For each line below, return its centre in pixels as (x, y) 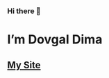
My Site (24, 65)
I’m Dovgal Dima (55, 40)
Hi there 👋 (24, 11)
